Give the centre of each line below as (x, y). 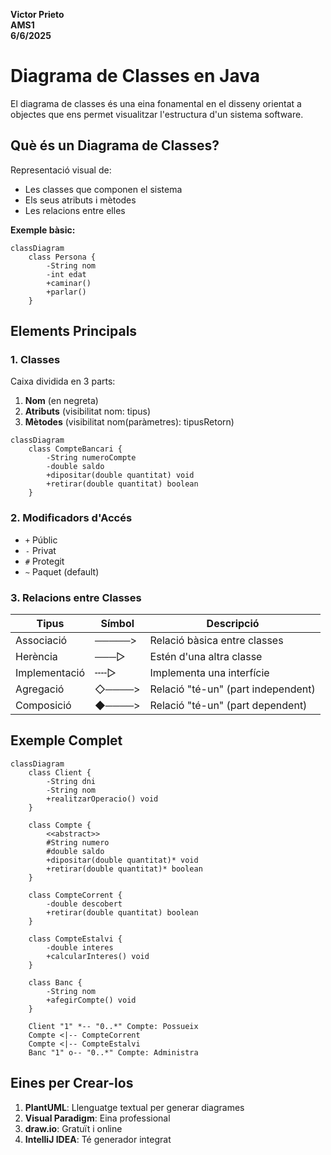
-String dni (71, 781)
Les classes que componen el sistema (103, 189)
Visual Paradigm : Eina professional (97, 1118)
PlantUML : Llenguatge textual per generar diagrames (134, 1107)
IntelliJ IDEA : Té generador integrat (98, 1139)
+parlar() (66, 292)
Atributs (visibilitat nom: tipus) (88, 411)
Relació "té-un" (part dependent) (228, 706)
